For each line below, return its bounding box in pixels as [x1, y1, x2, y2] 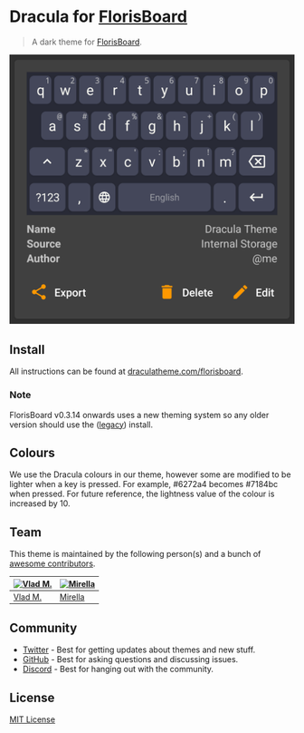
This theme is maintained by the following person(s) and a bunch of [9, 549, 261, 560]
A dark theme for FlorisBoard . [31, 36, 143, 47]
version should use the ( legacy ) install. [9, 419, 154, 430]
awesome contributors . [9, 558, 96, 569]
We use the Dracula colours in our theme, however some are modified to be [9, 469, 291, 480]
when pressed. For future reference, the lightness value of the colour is [9, 488, 275, 500]
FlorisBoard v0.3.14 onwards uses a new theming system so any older [9, 409, 270, 420]
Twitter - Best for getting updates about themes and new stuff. [22, 644, 256, 655]
